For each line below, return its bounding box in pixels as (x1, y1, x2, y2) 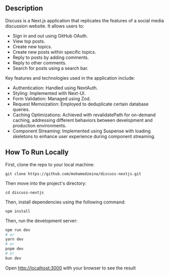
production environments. (12, 122, 67, 128)
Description (5, 4, 43, 13)
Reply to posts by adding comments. (12, 54, 90, 60)
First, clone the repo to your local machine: (5, 161, 95, 167)
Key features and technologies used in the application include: (5, 75, 135, 81)
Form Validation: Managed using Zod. (12, 95, 91, 101)
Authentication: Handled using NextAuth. (12, 85, 98, 91)
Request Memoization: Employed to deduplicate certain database (12, 101, 149, 107)
